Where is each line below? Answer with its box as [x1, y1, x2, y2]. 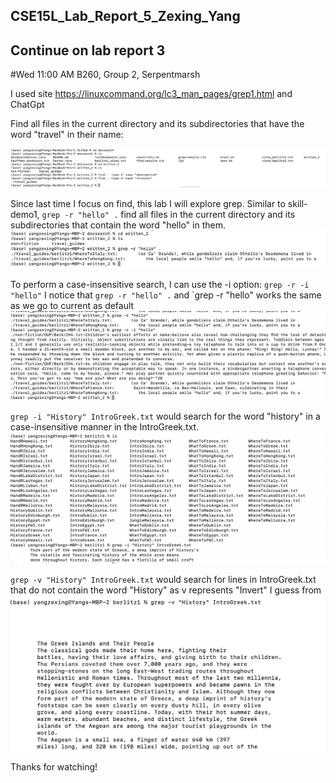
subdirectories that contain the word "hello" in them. [10, 219, 226, 231]
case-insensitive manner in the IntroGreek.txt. [10, 420, 200, 433]
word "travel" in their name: [10, 129, 124, 141]
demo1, [10, 208, 40, 220]
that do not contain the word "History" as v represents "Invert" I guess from [10, 584, 322, 596]
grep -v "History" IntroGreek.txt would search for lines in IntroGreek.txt [10, 573, 317, 585]
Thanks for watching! [10, 761, 98, 773]
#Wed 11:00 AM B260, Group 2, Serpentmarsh [10, 69, 201, 81]
